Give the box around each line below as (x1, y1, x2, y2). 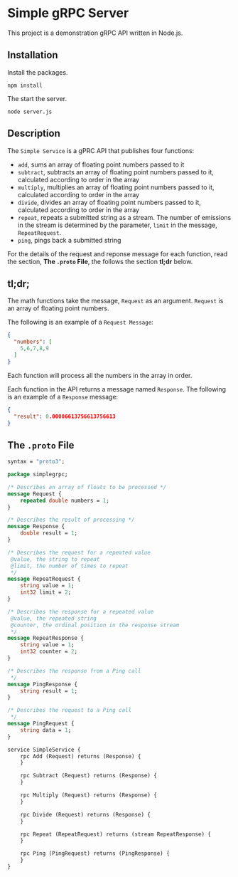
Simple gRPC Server (7, 5, 129, 21)
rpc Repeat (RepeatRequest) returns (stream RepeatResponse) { (20, 831, 212, 838)
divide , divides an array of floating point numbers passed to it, (17, 198, 201, 206)
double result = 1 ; (20, 530, 78, 537)
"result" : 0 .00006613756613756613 (13, 413, 116, 420)
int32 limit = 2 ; (20, 589, 72, 596)
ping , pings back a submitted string (17, 236, 121, 244)
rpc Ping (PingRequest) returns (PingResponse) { (20, 850, 171, 857)
